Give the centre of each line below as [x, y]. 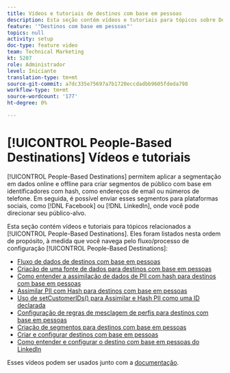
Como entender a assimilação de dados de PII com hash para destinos [116, 276]
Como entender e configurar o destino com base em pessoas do [108, 341]
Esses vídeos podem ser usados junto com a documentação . [93, 362]
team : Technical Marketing [46, 52]
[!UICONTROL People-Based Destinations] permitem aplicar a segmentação [114, 177]
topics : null [26, 33]
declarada [31, 305]
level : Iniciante [32, 71]
